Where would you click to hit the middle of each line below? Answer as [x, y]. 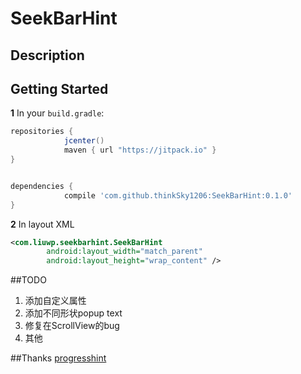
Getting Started [59, 88]
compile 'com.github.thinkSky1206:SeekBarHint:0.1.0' [178, 195]
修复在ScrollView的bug [72, 326]
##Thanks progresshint [58, 358]
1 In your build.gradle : [57, 113]
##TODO [28, 280]
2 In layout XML [42, 224]
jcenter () [84, 141]
